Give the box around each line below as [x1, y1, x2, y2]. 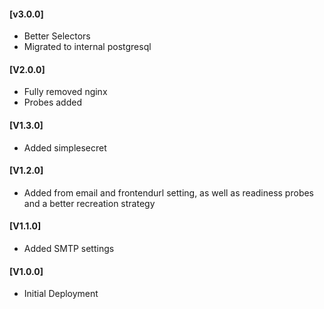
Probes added [23, 96, 82, 109]
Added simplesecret [23, 141, 107, 154]
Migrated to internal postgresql [23, 41, 152, 53]
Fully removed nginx [23, 86, 108, 98]
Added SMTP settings [23, 243, 115, 255]
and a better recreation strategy [23, 197, 156, 209]
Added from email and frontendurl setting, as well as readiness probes [23, 186, 314, 199]
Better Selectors [23, 30, 91, 42]
